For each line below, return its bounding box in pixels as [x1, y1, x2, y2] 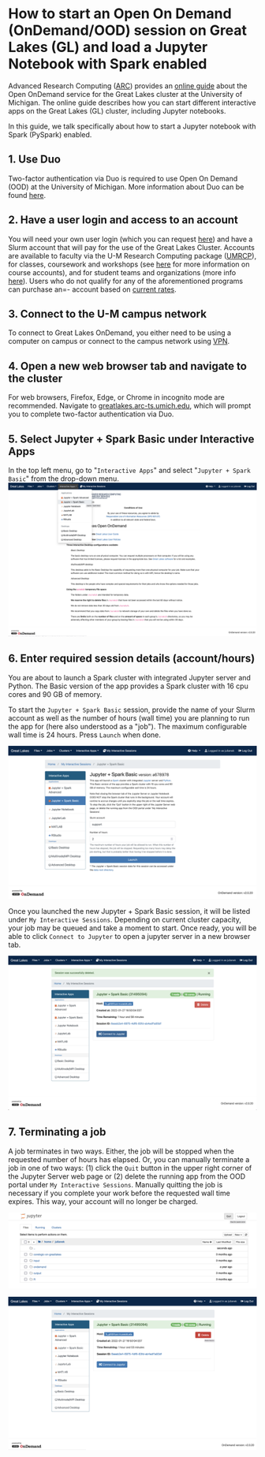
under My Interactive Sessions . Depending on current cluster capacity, [8, 915, 242, 924]
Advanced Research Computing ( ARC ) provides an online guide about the [8, 80, 248, 91]
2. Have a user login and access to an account [8, 214, 238, 227]
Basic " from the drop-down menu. [8, 474, 120, 483]
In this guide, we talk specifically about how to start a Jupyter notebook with [8, 121, 256, 131]
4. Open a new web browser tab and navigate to [8, 360, 247, 373]
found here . [8, 190, 46, 199]
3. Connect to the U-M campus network [8, 307, 207, 320]
